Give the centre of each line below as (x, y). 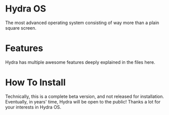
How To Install (36, 83)
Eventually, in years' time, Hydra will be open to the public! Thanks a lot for (83, 101)
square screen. (21, 28)
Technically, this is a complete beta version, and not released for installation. (85, 96)
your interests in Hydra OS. (33, 107)
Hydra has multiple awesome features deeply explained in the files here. (80, 62)
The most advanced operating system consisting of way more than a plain (82, 23)
